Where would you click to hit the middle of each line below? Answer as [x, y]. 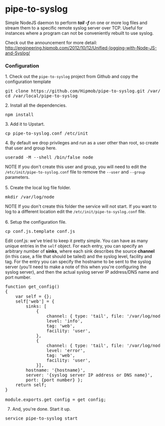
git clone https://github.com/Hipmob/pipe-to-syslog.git [75, 91]
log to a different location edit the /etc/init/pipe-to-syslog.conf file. [76, 212]
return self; [31, 385]
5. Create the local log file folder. [38, 188]
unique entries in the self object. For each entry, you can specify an [74, 246]
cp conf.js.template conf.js [40, 231]
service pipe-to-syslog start [41, 418]
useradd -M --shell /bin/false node [49, 157]
